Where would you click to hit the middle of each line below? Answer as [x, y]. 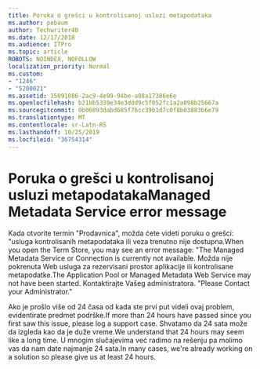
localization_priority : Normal [59, 67]
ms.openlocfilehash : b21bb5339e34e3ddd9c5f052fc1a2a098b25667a [114, 103]
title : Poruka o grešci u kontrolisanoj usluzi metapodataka [110, 15]
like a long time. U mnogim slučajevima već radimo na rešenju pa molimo [125, 340]
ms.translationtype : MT [47, 118]
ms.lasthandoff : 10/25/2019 [54, 132]
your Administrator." [40, 292]
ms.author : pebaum [38, 23]
